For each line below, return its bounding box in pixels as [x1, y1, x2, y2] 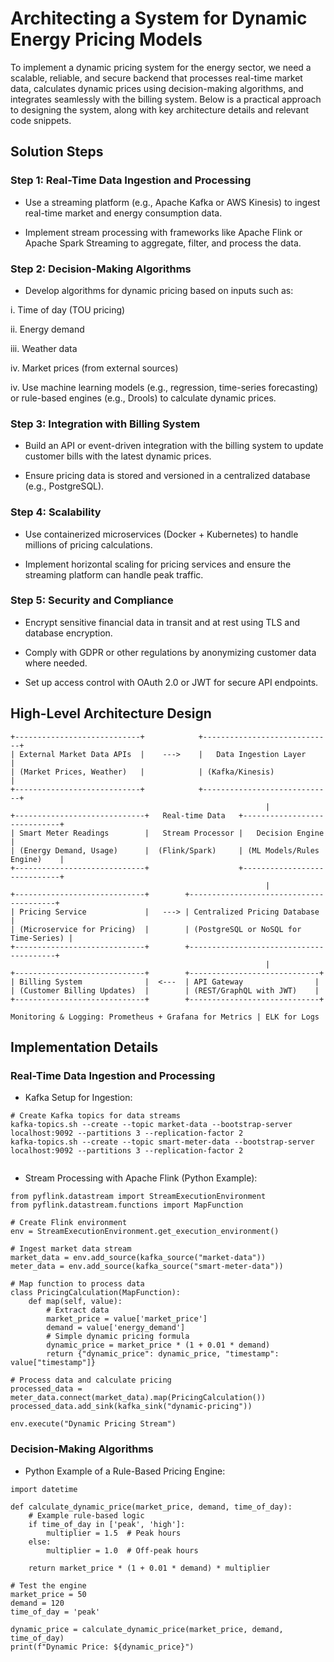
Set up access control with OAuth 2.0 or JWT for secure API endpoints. [24, 676, 319, 688]
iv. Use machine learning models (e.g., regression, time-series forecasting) [10, 381, 319, 393]
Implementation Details [10, 1039, 159, 1056]
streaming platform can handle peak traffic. [24, 568, 204, 581]
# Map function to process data [10, 1279, 145, 1289]
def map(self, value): [28, 1297, 123, 1307]
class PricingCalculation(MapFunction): [10, 1288, 182, 1298]
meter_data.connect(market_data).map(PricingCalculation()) [10, 1393, 267, 1403]
